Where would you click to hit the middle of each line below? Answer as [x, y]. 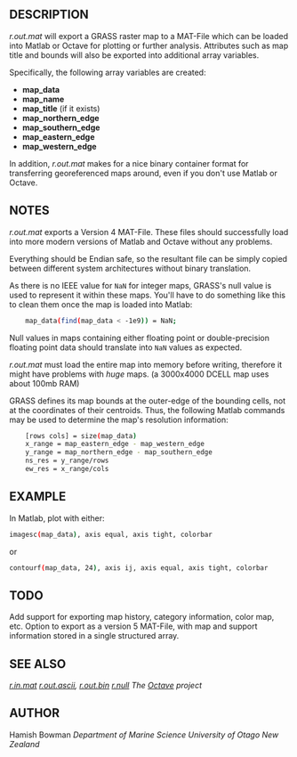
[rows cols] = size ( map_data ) [81, 435]
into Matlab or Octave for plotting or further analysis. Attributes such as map [149, 45]
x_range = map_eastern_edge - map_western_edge [115, 444]
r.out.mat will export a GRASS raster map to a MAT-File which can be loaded [149, 36]
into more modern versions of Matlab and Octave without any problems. [141, 241]
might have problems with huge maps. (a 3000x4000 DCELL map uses [139, 374]
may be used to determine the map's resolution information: [119, 419]
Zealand [24, 744]
